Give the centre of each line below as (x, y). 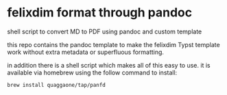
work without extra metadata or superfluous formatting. (86, 52)
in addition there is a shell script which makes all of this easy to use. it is (109, 65)
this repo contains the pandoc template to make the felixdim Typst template (114, 44)
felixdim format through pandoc (100, 13)
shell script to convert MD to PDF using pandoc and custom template (105, 31)
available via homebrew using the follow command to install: (92, 72)
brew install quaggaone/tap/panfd (57, 85)
